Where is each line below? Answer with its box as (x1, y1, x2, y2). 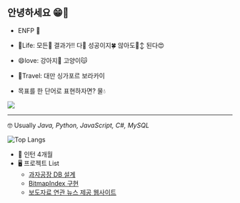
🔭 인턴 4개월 (17, 149, 54, 159)
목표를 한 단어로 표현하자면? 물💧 (17, 86, 106, 95)
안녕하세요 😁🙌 (7, 6, 69, 19)
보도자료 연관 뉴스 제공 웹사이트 (28, 188, 116, 197)
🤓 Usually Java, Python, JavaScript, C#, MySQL (7, 121, 150, 129)
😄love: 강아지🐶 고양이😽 (17, 56, 88, 64)
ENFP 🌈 (17, 26, 41, 34)
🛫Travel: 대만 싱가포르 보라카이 (17, 71, 105, 80)
